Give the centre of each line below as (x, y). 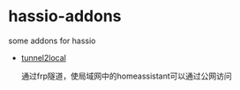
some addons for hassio (52, 41)
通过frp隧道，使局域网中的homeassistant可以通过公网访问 (127, 76)
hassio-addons (65, 16)
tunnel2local (44, 57)
